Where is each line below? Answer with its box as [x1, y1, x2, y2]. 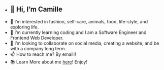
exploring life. [10, 24, 39, 30]
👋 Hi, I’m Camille [10, 5, 62, 14]
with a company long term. [10, 45, 67, 51]
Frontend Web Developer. [10, 34, 64, 41]
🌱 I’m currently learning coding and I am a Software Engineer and [10, 29, 147, 36]
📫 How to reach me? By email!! [10, 51, 76, 57]
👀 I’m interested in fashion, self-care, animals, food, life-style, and [10, 18, 148, 24]
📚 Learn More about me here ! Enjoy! [10, 59, 88, 65]
